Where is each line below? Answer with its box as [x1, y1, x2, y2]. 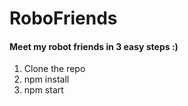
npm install [23, 73, 70, 86]
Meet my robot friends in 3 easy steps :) [9, 40, 179, 52]
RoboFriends [9, 7, 118, 30]
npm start [23, 84, 64, 96]
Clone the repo [23, 63, 86, 75]
